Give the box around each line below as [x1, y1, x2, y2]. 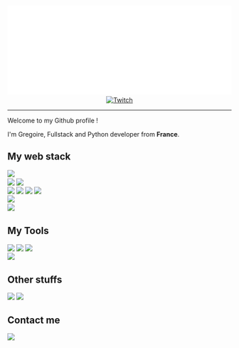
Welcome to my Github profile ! [7, 116, 98, 125]
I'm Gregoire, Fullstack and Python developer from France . [7, 130, 180, 138]
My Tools [7, 225, 49, 237]
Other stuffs [7, 274, 63, 286]
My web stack [7, 151, 71, 163]
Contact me [7, 314, 60, 326]
